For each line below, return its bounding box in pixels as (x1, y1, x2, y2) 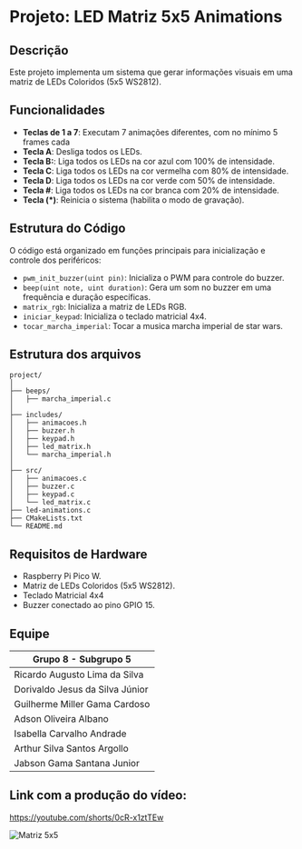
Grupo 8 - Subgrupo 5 (33, 653, 132, 665)
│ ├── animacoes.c (9, 474, 88, 484)
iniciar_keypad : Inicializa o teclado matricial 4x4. (22, 311, 207, 322)
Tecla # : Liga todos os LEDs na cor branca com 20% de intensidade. (22, 185, 279, 195)
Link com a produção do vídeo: (9, 788, 188, 804)
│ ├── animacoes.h (9, 418, 88, 428)
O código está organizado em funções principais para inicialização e (9, 245, 266, 255)
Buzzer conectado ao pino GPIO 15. (22, 600, 156, 611)
